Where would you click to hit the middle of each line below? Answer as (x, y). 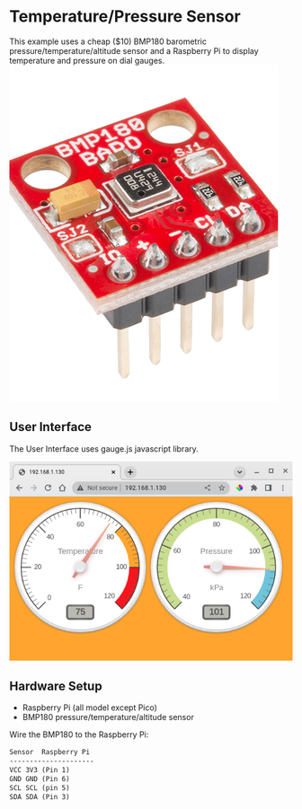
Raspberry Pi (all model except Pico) (89, 708)
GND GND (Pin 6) (40, 779)
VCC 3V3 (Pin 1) (40, 770)
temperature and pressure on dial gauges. (87, 60)
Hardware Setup (56, 686)
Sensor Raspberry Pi (50, 752)
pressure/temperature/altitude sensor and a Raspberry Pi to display (134, 50)
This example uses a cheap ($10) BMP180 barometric (108, 41)
